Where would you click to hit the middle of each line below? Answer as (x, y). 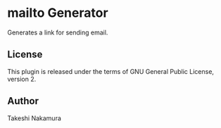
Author (23, 101)
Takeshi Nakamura (34, 118)
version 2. (22, 79)
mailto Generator (58, 13)
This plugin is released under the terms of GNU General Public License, (111, 71)
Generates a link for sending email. (58, 32)
